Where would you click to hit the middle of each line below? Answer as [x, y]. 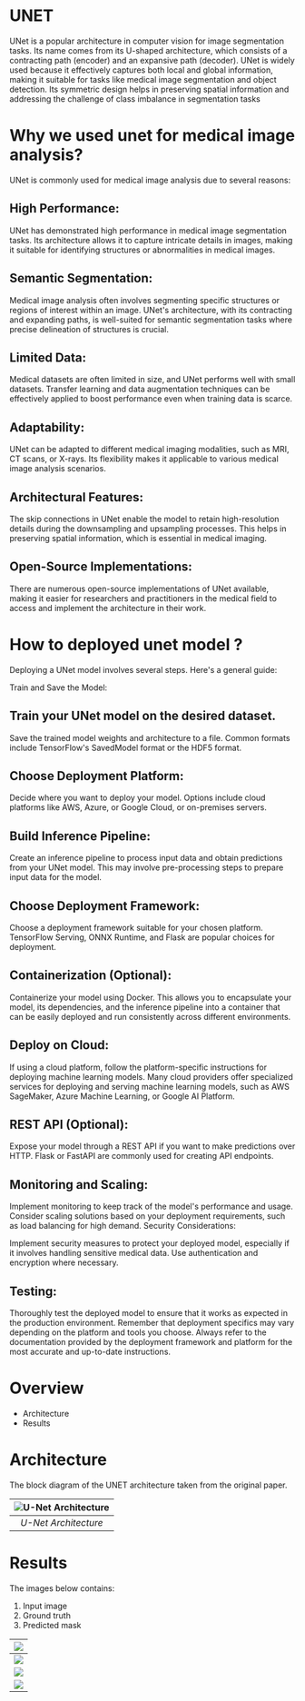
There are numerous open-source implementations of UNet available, [139, 588]
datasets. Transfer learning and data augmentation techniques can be [140, 389]
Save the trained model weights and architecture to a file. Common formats [150, 737]
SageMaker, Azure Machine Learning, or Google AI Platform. [123, 1096]
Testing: [33, 1291]
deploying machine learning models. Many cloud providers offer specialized [151, 1076]
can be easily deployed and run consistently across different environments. [150, 1016]
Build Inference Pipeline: [80, 836]
